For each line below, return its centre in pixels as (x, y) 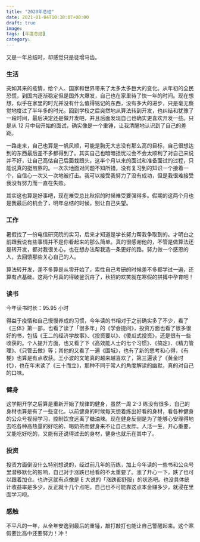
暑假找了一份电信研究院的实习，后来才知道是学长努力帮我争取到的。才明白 (97, 234)
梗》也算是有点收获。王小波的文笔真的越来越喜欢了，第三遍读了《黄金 (92, 358)
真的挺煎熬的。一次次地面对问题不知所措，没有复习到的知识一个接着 (100, 168)
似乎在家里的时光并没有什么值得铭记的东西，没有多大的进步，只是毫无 (102, 103)
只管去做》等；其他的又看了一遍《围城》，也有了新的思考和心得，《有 (105, 350)
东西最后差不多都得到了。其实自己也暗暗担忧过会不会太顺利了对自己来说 (105, 153)
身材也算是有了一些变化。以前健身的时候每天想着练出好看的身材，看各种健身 (100, 411)
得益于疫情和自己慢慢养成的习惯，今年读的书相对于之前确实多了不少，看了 (97, 321)
